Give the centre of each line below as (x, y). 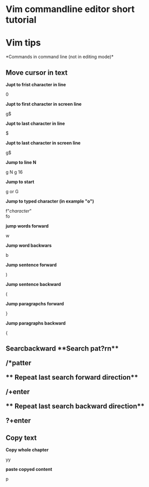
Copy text (21, 438)
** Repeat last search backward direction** (75, 407)
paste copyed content (29, 469)
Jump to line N (21, 162)
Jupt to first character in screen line (44, 104)
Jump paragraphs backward (36, 323)
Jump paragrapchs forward (35, 303)
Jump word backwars (29, 245)
